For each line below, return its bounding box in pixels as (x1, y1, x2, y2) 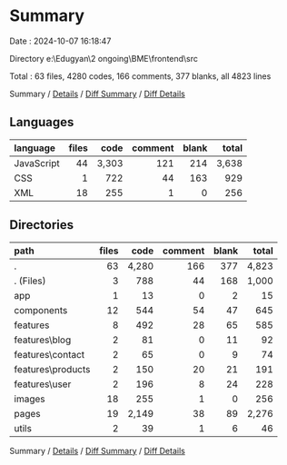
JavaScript (14, 156, 61, 169)
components (14, 303, 68, 316)
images (14, 392, 45, 405)
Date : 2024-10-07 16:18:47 (9, 35, 112, 46)
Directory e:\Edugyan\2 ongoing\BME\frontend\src (9, 53, 198, 64)
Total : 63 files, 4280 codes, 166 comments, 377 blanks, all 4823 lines (9, 70, 272, 82)
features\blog (14, 333, 72, 346)
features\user (14, 378, 72, 391)
